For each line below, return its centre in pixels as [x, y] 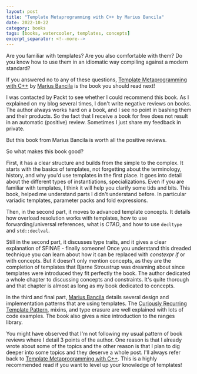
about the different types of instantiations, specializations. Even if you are [95, 181]
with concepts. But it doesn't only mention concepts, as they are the [89, 261]
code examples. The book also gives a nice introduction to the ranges [91, 316]
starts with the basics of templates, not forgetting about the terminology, [94, 169]
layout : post [22, 11]
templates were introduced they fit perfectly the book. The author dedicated [98, 273]
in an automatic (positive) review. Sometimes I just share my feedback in [94, 122]
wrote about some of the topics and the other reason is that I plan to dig [93, 346]
